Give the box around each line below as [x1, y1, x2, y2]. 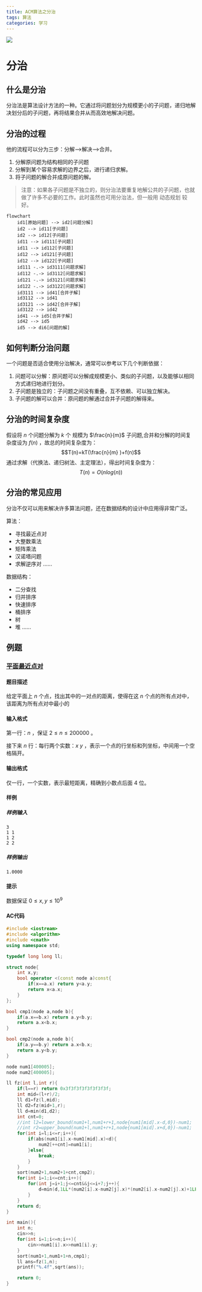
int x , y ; [17, 970, 39, 976]
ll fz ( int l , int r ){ [6, 1080, 58, 1086]
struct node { [6, 964, 39, 971]
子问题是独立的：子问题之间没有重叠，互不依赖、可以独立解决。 [14, 388, 173, 394]
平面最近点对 [6, 662, 44, 670]
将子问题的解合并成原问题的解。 [14, 174, 94, 181]
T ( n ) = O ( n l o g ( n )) [79, 468, 123, 475]
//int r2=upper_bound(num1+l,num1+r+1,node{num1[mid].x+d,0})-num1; [17, 1125, 192, 1131]
